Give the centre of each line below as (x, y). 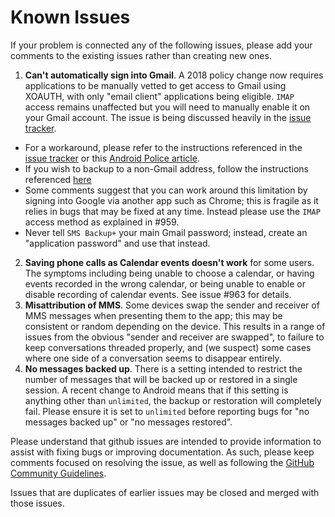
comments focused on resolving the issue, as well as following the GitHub (162, 462)
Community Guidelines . (58, 473)
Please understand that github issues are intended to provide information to (166, 441)
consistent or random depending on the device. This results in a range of (175, 326)
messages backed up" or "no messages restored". (128, 422)
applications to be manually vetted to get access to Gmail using (155, 85)
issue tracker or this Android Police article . (112, 158)
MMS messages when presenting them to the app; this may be (153, 315)
